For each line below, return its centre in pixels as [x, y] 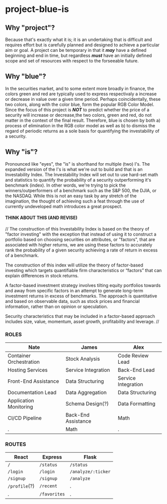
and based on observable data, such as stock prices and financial [73, 301]
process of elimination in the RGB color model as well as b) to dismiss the [80, 125]
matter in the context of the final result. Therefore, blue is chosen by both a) [83, 120]
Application [21, 401]
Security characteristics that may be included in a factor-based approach [80, 316]
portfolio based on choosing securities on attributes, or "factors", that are [80, 239]
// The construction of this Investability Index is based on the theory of [77, 229]
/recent [48, 486]
